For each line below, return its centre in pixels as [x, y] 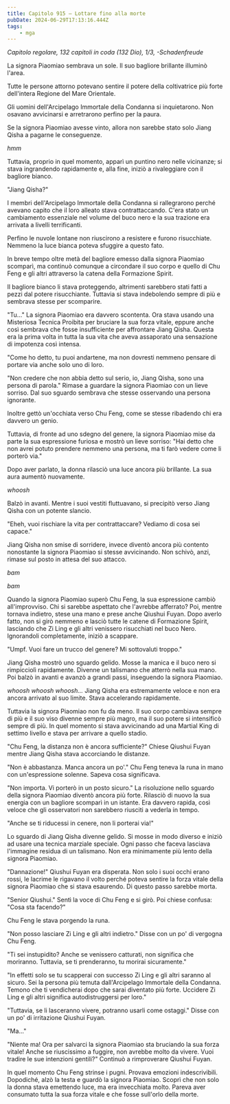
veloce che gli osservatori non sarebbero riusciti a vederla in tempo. [103, 810]
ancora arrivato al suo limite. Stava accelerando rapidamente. [94, 698]
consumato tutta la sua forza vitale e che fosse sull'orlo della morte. [103, 1094]
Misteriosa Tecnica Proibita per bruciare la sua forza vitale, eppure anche [111, 322]
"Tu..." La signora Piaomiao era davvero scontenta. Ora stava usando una [111, 315]
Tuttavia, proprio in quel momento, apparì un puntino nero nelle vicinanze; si [115, 162]
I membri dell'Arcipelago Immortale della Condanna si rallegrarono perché [112, 203]
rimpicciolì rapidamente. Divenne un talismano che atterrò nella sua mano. [112, 670]
